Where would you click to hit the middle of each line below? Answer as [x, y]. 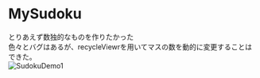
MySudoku [45, 14]
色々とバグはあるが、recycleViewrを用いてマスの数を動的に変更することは [130, 47]
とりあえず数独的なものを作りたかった [71, 37]
